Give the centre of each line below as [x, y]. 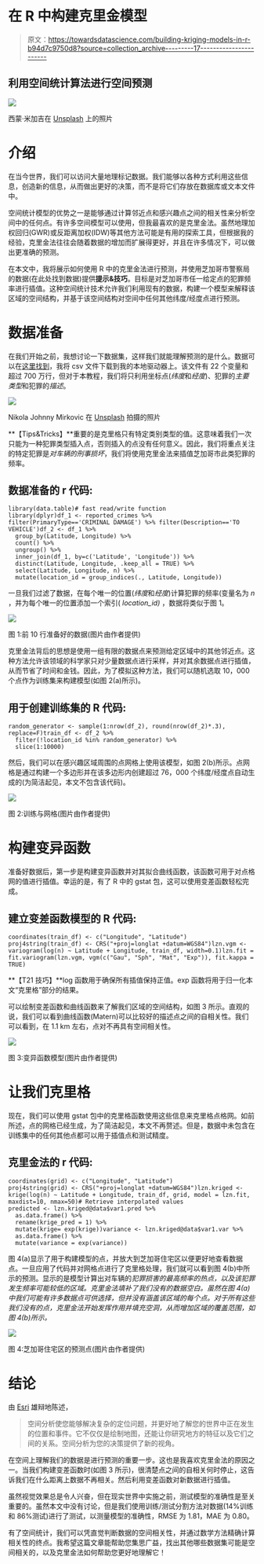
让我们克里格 [50, 1092]
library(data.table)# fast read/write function [87, 509]
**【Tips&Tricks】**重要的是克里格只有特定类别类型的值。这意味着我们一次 [130, 434]
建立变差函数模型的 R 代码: [72, 918]
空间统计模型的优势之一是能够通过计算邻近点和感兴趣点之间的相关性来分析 [128, 212]
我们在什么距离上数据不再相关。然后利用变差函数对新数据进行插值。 [125, 1479]
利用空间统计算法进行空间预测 [80, 83]
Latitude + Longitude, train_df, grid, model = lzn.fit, [156, 1195]
